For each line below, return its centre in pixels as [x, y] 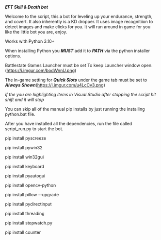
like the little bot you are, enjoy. [36, 32]
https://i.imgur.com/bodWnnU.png [41, 70]
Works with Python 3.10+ [30, 41]
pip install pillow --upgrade [32, 195]
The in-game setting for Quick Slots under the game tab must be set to [76, 80]
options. [13, 56]
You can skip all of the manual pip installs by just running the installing [75, 109]
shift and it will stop [25, 100]
